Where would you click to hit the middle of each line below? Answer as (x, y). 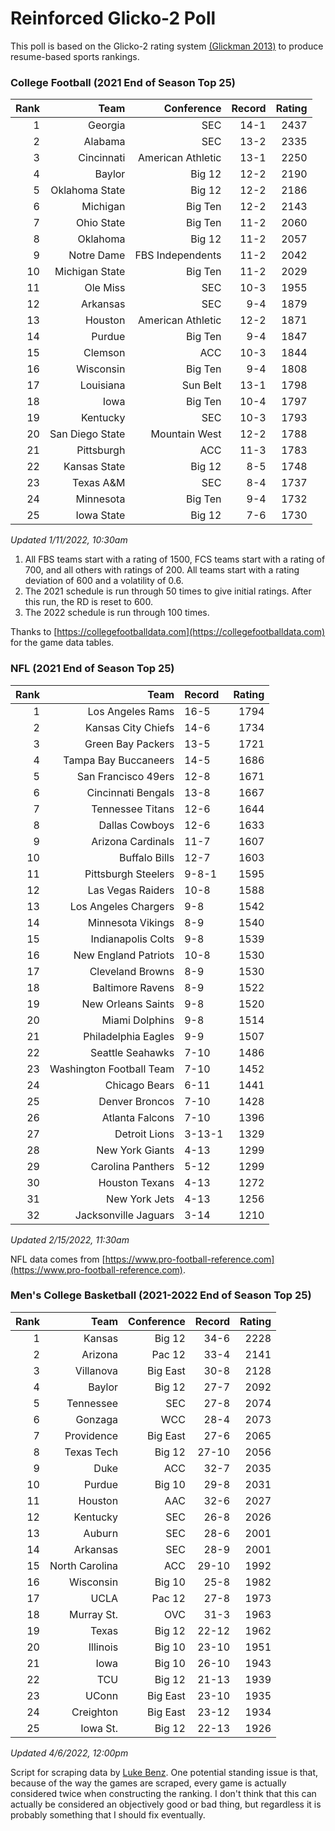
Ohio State (100, 223)
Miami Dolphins (138, 1020)
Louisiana (102, 385)
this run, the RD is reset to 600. (88, 602)
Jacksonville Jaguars (124, 1215)
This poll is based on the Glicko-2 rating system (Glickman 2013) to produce (167, 46)
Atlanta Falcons (138, 1117)
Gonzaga (97, 1419)
